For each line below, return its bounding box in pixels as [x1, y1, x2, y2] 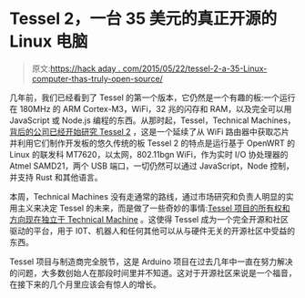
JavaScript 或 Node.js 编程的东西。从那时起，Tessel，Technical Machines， [9, 115, 296, 126]
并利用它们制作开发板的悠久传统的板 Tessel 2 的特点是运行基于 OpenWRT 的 [9, 138, 296, 149]
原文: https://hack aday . [31, 63, 121, 74]
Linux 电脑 [9, 31, 88, 52]
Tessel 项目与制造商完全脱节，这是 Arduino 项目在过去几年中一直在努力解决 [9, 256, 293, 267]
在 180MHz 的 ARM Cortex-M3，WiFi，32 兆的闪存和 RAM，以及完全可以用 [9, 103, 292, 114]
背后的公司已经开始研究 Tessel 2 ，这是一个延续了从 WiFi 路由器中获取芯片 [9, 126, 290, 137]
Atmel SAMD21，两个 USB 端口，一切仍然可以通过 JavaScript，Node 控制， [9, 160, 294, 171]
